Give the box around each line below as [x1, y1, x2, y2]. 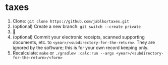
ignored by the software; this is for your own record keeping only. [12, 44, 149, 50]
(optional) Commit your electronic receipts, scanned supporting [12, 34, 145, 40]
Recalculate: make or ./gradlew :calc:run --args [12, 49, 115, 56]
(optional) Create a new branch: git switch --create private [12, 23, 141, 29]
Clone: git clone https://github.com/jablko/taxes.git [12, 18, 130, 24]
